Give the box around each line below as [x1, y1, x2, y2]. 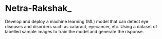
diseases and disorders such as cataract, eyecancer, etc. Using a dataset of [5, 23, 157, 29]
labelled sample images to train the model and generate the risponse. [5, 29, 144, 34]
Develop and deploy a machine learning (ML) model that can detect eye [5, 19, 149, 24]
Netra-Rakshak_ [5, 3, 72, 14]
